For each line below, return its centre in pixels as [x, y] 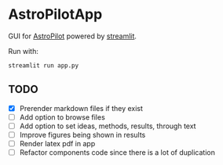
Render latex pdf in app [57, 143]
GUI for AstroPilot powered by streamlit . [73, 36]
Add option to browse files [62, 117]
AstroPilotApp [55, 14]
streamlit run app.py [44, 65]
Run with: [24, 51]
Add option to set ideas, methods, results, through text [108, 126]
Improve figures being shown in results [82, 135]
